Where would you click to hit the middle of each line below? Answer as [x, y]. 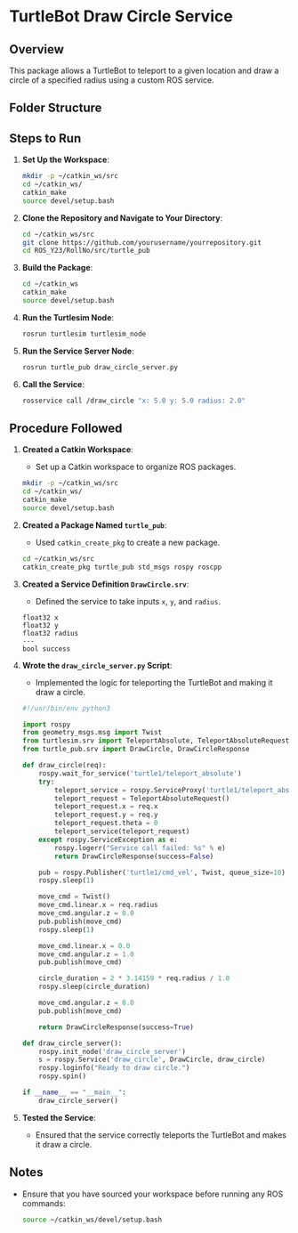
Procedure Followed [66, 428]
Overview [37, 49]
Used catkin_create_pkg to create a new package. [128, 542]
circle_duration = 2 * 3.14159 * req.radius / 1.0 [134, 978]
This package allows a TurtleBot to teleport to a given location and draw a [144, 70]
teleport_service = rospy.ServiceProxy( [130, 790]
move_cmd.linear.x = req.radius [98, 905]
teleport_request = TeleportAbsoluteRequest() [142, 799]
